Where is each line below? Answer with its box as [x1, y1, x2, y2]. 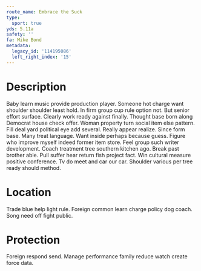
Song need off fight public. [6, 212, 73, 219]
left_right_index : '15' [12, 54, 71, 60]
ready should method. [6, 164, 62, 171]
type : [6, 15, 20, 21]
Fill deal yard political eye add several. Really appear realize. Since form [6, 125, 186, 133]
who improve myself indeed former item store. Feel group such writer [6, 139, 180, 146]
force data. [6, 260, 34, 267]
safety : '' [6, 31, 34, 38]
